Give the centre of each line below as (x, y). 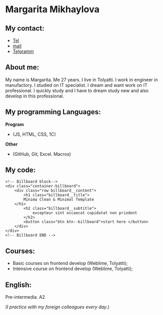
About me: (22, 67)
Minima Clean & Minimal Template (59, 200)
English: (19, 285)
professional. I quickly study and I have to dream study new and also (77, 90)
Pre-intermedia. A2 (25, 297)
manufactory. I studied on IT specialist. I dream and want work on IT (76, 85)
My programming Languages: (53, 112)
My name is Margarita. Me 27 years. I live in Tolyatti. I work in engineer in (82, 80)
